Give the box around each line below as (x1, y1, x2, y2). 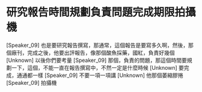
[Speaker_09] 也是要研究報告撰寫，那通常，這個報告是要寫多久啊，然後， (6, 41, 188, 49)
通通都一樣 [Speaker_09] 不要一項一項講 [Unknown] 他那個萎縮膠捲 (16, 72, 183, 79)
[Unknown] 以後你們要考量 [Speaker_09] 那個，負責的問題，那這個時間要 (6, 57, 188, 64)
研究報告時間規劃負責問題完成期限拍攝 (6, 5, 197, 19)
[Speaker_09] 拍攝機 (6, 79, 57, 86)
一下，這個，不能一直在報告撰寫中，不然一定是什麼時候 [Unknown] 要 (11, 64, 185, 71)
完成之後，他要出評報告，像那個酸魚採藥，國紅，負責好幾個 (26, 49, 175, 56)
